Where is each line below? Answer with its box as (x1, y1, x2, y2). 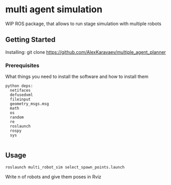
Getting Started (5, 35, 56, 44)
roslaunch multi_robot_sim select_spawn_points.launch (5, 165, 125, 170)
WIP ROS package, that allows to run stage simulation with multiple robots (5, 20, 162, 27)
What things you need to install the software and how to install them (5, 73, 148, 80)
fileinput (10, 97, 31, 102)
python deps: (5, 84, 33, 89)
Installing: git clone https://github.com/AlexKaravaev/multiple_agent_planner (5, 49, 166, 55)
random (10, 115, 24, 120)
